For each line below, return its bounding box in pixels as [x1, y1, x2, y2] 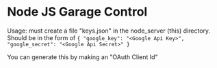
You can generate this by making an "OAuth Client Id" [7, 52, 159, 61]
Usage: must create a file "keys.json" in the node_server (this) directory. [7, 27, 211, 35]
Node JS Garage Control [7, 4, 148, 20]
